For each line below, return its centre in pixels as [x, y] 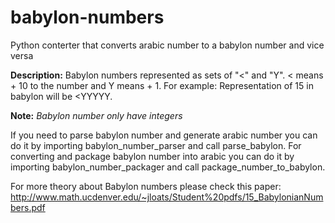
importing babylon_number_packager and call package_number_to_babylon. [168, 167]
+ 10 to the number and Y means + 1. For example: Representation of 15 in [162, 85]
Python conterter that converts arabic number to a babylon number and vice [167, 45]
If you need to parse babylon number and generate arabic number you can [164, 135]
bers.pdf [28, 207]
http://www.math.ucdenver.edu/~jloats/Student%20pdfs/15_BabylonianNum [167, 197]
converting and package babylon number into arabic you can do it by [152, 156]
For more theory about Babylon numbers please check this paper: [146, 186]
